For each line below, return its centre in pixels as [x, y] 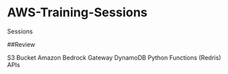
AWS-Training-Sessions [77, 13]
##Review [21, 44]
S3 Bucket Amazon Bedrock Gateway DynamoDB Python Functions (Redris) [114, 57]
